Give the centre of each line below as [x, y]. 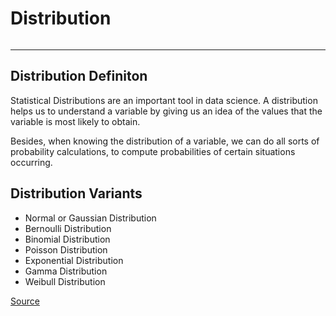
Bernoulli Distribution [68, 228]
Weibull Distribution [65, 281]
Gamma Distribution [66, 271]
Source [25, 301]
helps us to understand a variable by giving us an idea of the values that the [166, 111]
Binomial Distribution [67, 239]
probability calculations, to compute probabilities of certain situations [153, 151]
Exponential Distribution [74, 260]
